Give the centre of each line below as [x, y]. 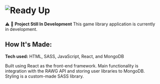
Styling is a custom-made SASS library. [44, 76]
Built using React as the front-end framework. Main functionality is [72, 65]
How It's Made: [29, 45]
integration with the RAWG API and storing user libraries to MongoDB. [75, 71]
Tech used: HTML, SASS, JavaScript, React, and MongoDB [65, 56]
